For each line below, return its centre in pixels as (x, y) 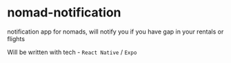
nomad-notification (64, 13)
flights (16, 38)
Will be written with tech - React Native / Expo (72, 52)
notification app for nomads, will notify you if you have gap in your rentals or (115, 32)
